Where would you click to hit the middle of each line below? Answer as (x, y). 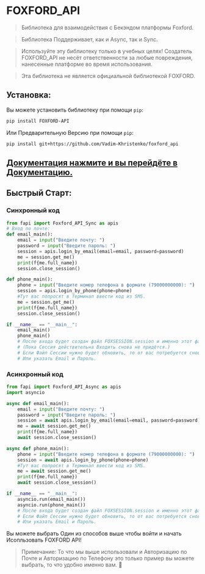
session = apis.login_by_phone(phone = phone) (75, 291)
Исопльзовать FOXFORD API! (44, 540)
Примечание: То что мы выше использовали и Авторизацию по (104, 552)
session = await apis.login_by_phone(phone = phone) (83, 460)
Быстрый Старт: (39, 193)
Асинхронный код (35, 374)
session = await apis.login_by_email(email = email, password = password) (109, 421)
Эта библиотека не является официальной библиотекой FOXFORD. (108, 76)
